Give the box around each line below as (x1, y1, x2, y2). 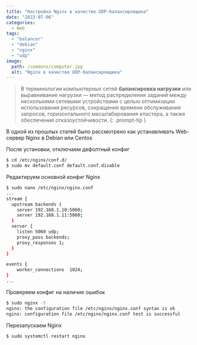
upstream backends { (11, 201, 62, 207)
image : (6, 58, 22, 64)
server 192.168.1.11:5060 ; (17, 212, 83, 219)
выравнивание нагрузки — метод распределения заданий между (20, 92, 187, 99)
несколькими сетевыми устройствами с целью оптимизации (20, 98, 175, 105)
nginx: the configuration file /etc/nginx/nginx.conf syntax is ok (6, 305, 176, 311)
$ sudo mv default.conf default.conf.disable (6, 163, 120, 169)
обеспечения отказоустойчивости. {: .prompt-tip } (20, 116, 146, 124)
